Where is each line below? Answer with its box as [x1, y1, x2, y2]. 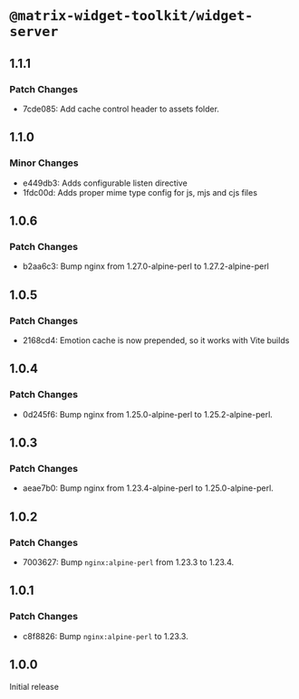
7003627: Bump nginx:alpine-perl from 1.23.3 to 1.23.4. [22, 557, 234, 568]
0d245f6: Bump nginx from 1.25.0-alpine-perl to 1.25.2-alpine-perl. [22, 408, 274, 419]
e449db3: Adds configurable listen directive [22, 177, 188, 188]
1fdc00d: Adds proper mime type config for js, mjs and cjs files [22, 187, 258, 197]
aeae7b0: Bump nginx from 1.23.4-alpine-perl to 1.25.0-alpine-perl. [22, 483, 274, 493]
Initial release [9, 681, 59, 692]
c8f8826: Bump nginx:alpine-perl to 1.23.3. [22, 630, 188, 641]
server [9, 24, 59, 41]
